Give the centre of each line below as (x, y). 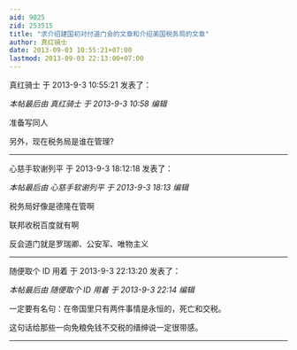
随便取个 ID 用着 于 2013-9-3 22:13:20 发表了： (95, 271)
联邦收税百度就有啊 (44, 225)
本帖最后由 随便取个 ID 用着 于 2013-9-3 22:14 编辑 (102, 290)
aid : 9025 (27, 17)
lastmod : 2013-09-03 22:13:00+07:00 (76, 58)
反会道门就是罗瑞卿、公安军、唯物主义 (79, 244)
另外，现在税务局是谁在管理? (62, 141)
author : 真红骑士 (38, 42)
